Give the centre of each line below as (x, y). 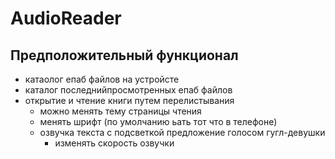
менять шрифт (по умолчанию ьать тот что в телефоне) (158, 121)
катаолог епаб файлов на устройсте (102, 79)
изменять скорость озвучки (114, 143)
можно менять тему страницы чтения (120, 111)
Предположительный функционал (124, 55)
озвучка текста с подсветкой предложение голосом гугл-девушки (182, 132)
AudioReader (66, 18)
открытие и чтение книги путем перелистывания (129, 100)
